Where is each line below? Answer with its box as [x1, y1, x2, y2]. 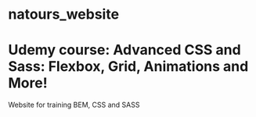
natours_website [8, 5, 120, 23]
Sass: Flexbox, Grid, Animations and [8, 58, 249, 76]
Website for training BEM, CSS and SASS [8, 100, 140, 110]
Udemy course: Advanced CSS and [8, 41, 241, 59]
